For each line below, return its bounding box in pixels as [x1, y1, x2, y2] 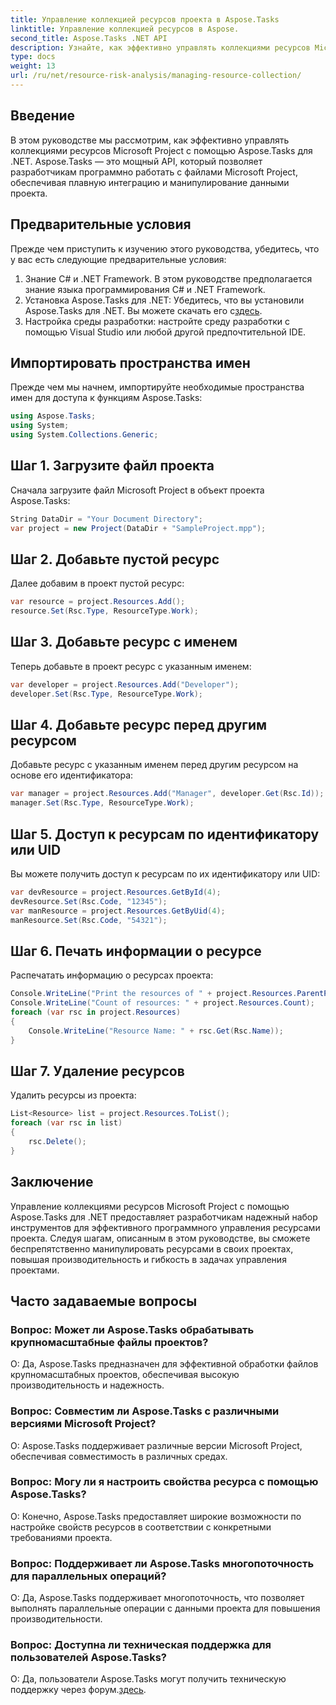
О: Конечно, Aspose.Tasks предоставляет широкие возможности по [10, 1510, 302, 1522]
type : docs [10, 52, 56, 62]
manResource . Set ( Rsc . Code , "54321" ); [10, 915, 168, 925]
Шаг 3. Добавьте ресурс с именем [10, 634, 238, 651]
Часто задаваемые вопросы [10, 1292, 198, 1310]
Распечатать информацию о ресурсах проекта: [10, 969, 214, 981]
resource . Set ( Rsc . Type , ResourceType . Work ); [10, 606, 199, 616]
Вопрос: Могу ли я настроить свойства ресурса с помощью [10, 1475, 319, 1489]
